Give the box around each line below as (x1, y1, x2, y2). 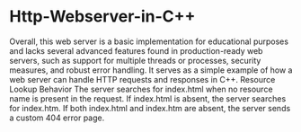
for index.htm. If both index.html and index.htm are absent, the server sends (9, 102, 291, 113)
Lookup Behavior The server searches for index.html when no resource (9, 84, 273, 94)
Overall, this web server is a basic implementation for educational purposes (9, 36, 289, 47)
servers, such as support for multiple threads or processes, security (9, 55, 261, 66)
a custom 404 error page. (9, 112, 105, 123)
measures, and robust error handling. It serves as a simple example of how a (9, 65, 293, 75)
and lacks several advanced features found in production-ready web (9, 45, 263, 56)
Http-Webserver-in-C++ (9, 6, 196, 27)
